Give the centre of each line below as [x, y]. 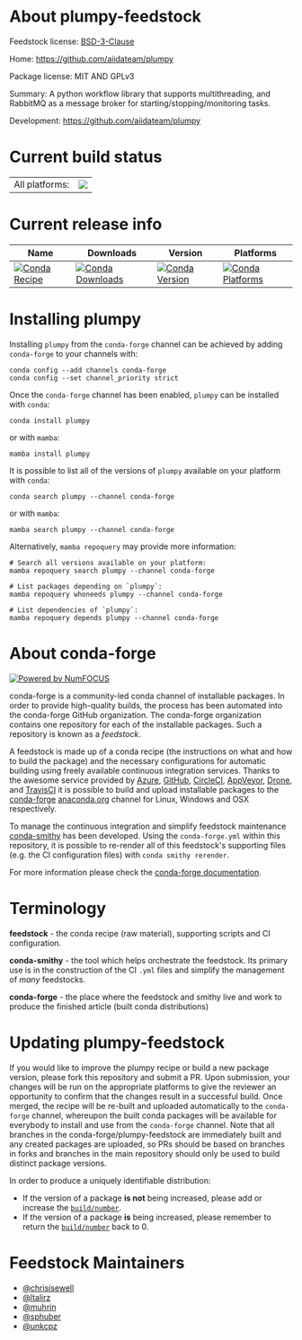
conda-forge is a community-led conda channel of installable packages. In [147, 696]
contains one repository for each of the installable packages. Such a [136, 724]
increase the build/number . [72, 1207]
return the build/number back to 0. [85, 1226]
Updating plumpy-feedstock [117, 1042]
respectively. [33, 808]
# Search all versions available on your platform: [108, 563]
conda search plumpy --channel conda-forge [92, 496]
